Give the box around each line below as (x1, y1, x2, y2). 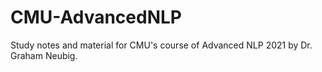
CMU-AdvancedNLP (10, 6, 182, 29)
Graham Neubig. (10, 49, 78, 61)
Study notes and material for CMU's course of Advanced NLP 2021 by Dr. (10, 39, 313, 51)
